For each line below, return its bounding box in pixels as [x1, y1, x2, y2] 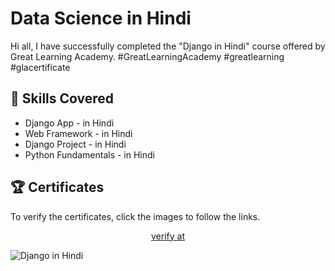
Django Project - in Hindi [24, 138, 127, 150]
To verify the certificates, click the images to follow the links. [10, 210, 261, 222]
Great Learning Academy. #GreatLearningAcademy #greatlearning [10, 50, 285, 62]
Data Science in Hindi [10, 7, 192, 30]
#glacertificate [10, 61, 71, 73]
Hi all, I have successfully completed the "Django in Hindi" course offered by [10, 40, 326, 52]
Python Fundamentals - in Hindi [24, 148, 155, 161]
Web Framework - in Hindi [24, 127, 133, 139]
